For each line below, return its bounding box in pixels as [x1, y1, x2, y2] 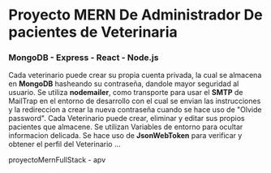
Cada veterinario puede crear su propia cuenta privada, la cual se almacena [8, 71, 262, 80]
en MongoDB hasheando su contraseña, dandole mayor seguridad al [8, 79, 239, 89]
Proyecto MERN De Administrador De [8, 6, 263, 24]
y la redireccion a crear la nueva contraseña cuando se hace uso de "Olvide [8, 105, 262, 115]
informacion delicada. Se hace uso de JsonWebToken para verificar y [8, 131, 243, 141]
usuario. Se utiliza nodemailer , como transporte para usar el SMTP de [8, 88, 243, 97]
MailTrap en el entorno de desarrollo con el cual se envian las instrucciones [8, 96, 261, 106]
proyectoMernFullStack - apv [8, 155, 106, 165]
